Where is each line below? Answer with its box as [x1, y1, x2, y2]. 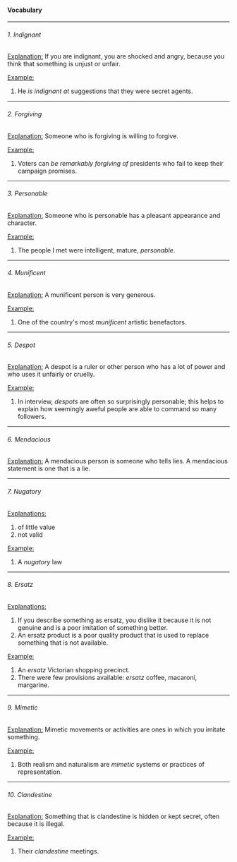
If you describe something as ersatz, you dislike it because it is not [17, 616, 212, 624]
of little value [17, 523, 56, 531]
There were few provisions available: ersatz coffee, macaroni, [17, 673, 197, 681]
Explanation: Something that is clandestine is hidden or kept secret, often [7, 812, 220, 821]
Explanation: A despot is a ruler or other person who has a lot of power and [7, 363, 226, 371]
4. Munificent [7, 269, 46, 277]
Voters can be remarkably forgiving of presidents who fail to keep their [17, 159, 224, 167]
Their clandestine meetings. [17, 847, 99, 856]
